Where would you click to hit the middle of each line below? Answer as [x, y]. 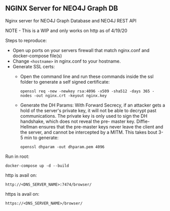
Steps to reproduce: [26, 40]
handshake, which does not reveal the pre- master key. [78, 121]
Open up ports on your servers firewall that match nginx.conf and [81, 50]
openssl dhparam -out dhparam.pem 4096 [62, 147]
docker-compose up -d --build [37, 166]
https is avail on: [22, 194]
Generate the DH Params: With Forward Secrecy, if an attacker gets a [93, 105]
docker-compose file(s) [37, 56]
